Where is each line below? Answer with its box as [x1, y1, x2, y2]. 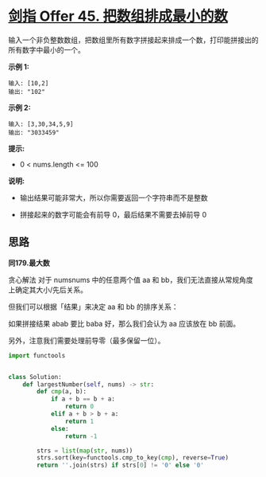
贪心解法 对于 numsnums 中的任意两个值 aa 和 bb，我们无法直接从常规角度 [8, 275, 253, 284]
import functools [8, 351, 66, 359]
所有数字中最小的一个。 [8, 45, 85, 54]
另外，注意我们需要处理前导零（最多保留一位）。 [8, 335, 165, 345]
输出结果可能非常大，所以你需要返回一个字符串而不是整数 [19, 193, 208, 202]
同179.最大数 [8, 258, 50, 268]
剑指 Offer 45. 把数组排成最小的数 [8, 7, 229, 25]
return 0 [64, 403, 94, 411]
